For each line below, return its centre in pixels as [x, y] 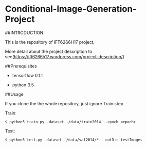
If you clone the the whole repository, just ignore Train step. [65, 103]
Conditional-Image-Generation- [71, 9]
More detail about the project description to [49, 51]
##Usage [14, 94]
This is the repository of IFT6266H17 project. [50, 42]
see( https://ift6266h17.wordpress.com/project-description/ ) [65, 56]
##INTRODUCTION [24, 33]
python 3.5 [23, 85]
